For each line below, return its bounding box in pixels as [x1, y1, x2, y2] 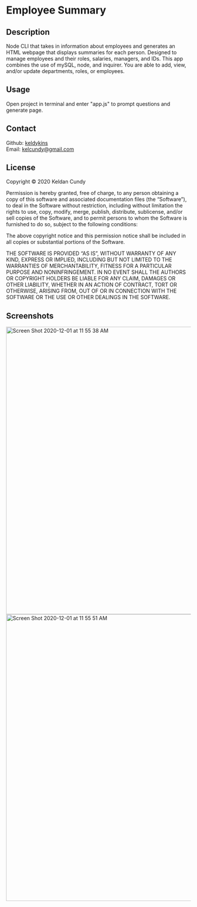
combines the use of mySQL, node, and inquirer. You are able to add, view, [6, 61, 186, 68]
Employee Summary [6, 4, 107, 17]
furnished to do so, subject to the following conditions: [6, 221, 138, 228]
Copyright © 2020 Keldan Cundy [6, 178, 86, 186]
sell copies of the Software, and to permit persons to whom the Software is [6, 214, 188, 221]
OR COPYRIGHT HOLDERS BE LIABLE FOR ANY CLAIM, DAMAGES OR [6, 275, 176, 282]
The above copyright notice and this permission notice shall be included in [6, 232, 186, 239]
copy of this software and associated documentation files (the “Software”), [6, 196, 187, 203]
